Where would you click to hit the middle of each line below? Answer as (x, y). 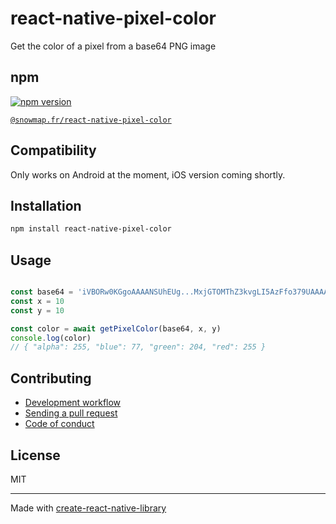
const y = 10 (37, 310)
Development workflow (73, 403)
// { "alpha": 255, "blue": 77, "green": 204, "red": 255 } (138, 347)
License (35, 455)
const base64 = (42, 292)
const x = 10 (37, 301)
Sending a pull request (71, 413)
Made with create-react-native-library (88, 508)
